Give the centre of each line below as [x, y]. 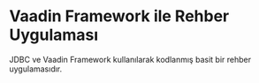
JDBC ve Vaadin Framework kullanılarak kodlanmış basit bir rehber [130, 59]
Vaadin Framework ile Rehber [119, 16]
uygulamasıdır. [36, 69]
